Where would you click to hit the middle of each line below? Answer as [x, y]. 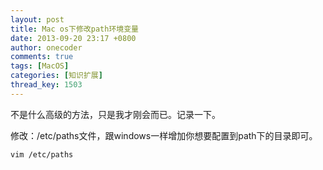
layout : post [37, 19]
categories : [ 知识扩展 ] [56, 76]
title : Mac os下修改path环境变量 [74, 29]
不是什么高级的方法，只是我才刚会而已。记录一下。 [115, 114]
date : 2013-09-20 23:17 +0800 [73, 38]
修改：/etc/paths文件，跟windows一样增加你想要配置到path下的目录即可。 [164, 135]
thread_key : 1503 [46, 85]
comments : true [42, 57]
